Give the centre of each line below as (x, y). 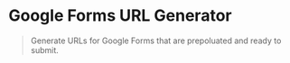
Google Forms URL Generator (120, 16)
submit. (45, 49)
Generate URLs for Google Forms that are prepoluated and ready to (156, 40)
